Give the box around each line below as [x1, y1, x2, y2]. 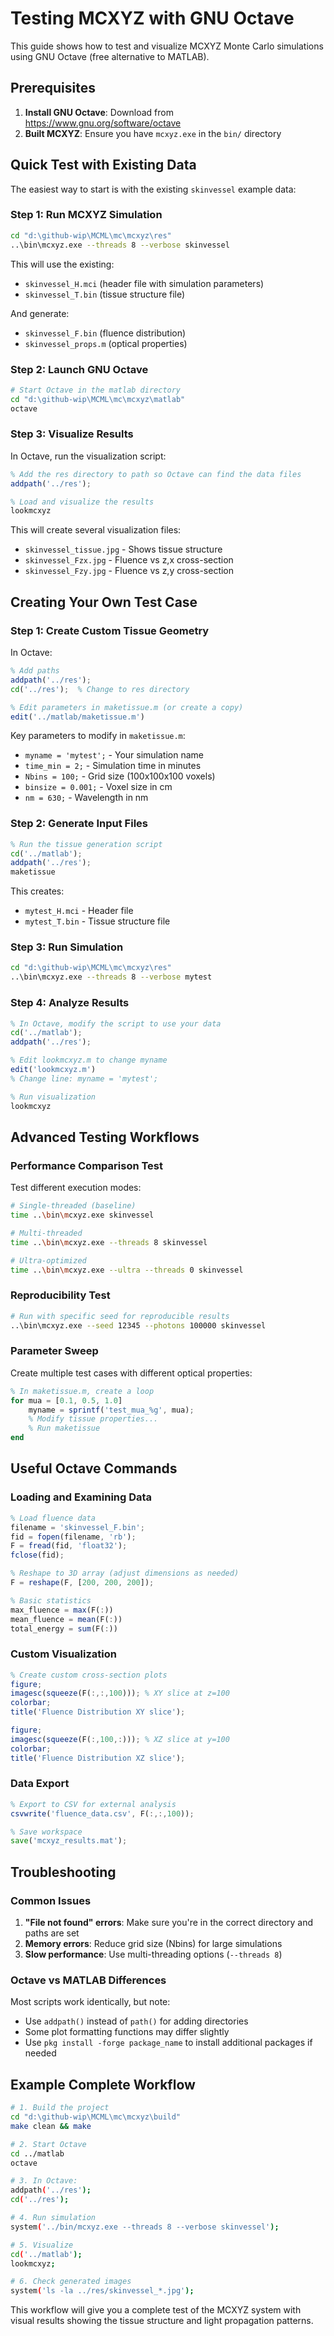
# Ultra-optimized [10, 1255, 87, 1266]
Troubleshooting [10, 1863, 117, 1881]
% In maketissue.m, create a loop [10, 1386, 155, 1396]
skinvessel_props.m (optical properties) [24, 337, 188, 349]
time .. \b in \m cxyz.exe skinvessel [10, 1210, 155, 1221]
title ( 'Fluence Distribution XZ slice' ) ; [10, 1753, 186, 1763]
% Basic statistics [10, 1595, 92, 1606]
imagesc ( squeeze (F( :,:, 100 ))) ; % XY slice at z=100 [10, 1688, 230, 1699]
